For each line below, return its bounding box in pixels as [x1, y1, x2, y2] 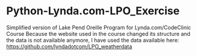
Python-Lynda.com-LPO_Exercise [6, 4, 180, 18]
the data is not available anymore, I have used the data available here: [6, 36, 180, 43]
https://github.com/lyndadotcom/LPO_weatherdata [6, 43, 133, 50]
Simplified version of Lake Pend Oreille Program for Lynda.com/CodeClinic [6, 24, 192, 31]
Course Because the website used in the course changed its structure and [6, 30, 191, 37]
